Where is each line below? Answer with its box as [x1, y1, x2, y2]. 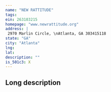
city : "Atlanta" [5, 41, 40, 46]
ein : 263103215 [5, 17, 38, 22]
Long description [5, 78, 61, 87]
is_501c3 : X [5, 59, 31, 65]
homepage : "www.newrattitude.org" [5, 21, 79, 27]
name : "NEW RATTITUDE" [5, 7, 54, 13]
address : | [5, 26, 29, 32]
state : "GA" [5, 36, 31, 41]
